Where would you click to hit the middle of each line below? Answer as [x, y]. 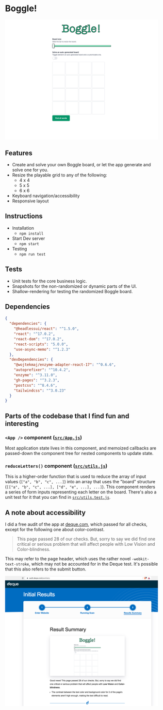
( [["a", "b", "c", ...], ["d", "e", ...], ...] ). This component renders [80, 487]
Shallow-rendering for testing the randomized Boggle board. [72, 291]
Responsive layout [30, 201]
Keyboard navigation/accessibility [46, 196]
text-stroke [17, 564]
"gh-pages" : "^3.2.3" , [37, 380]
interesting [22, 424]
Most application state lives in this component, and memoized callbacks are [81, 448]
